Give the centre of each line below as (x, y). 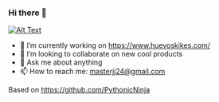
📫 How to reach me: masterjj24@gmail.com (92, 72)
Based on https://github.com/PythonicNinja (79, 90)
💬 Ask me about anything (61, 62)
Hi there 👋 (28, 13)
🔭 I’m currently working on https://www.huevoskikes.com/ (115, 45)
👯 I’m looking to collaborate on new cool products (101, 54)
